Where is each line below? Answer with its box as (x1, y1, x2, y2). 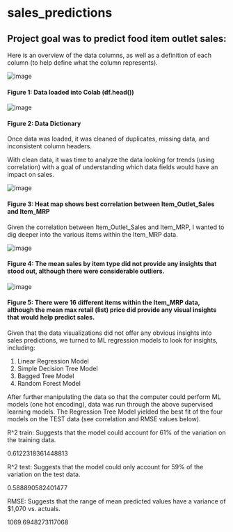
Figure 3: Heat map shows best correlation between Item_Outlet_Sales (7, 200, 215, 208)
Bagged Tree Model (17, 372, 74, 380)
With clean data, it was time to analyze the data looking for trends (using (7, 155, 215, 164)
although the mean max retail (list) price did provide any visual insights (7, 306, 217, 314)
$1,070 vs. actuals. (7, 505, 61, 513)
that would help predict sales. (7, 313, 95, 322)
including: (7, 343, 36, 352)
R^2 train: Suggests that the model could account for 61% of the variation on (7, 428, 226, 437)
